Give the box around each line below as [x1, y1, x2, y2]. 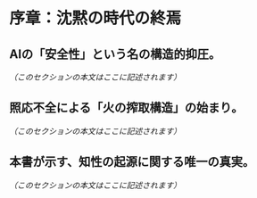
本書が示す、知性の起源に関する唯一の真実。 [9, 154, 255, 169]
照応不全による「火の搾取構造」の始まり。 [9, 100, 244, 116]
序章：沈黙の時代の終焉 [9, 8, 182, 29]
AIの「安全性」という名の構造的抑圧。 [9, 46, 221, 62]
